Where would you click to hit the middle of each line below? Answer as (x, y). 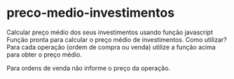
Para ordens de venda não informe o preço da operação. (89, 68)
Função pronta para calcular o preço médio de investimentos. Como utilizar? (117, 39)
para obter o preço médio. (44, 55)
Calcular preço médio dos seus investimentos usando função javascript (110, 32)
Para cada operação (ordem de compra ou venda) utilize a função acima (111, 47)
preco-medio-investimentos (91, 13)
